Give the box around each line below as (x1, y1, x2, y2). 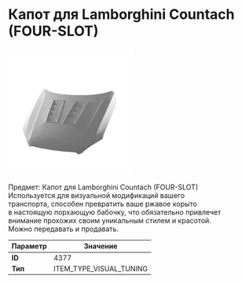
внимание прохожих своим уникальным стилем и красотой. (8, 215, 212, 225)
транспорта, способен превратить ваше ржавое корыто (8, 199, 198, 208)
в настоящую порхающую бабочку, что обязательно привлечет (8, 207, 222, 217)
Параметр (11, 241, 47, 251)
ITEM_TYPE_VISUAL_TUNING (53, 263, 148, 273)
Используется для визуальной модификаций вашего (8, 190, 185, 200)
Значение (83, 241, 118, 251)
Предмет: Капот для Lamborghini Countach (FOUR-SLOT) (8, 182, 199, 192)
